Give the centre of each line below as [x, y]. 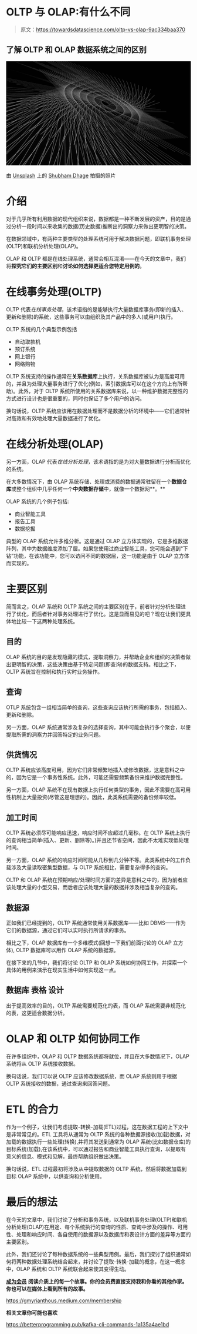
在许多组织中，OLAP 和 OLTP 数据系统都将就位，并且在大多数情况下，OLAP [98, 1056]
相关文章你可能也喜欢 [32, 1312]
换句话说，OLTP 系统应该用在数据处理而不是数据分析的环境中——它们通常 [96, 411]
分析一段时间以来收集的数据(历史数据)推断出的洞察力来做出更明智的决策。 [100, 227]
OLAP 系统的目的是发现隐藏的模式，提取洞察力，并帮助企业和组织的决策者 [96, 657]
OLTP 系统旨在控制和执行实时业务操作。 [55, 671]
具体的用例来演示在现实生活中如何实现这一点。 [62, 970]
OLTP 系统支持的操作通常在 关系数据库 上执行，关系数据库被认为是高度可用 [96, 377]
